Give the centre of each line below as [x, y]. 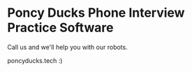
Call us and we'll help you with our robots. [67, 47]
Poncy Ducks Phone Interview [96, 13]
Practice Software [60, 28]
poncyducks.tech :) [35, 60]
